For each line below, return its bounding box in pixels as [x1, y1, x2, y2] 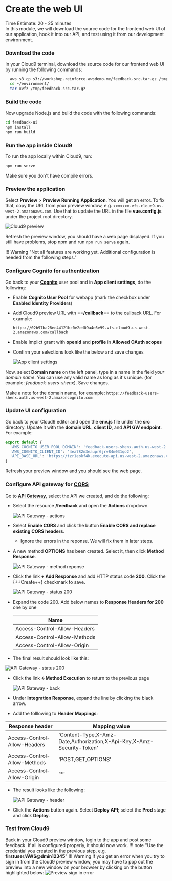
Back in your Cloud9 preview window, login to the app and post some [5, 837, 152, 843]
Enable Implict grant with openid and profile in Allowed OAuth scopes [12, 339, 162, 345]
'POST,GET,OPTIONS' [58, 755, 112, 763]
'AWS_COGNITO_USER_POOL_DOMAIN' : [10, 444, 81, 449]
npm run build [5, 129, 36, 134]
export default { [5, 439, 42, 445]
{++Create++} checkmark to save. [12, 578, 85, 585]
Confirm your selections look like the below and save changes [12, 348, 144, 355]
